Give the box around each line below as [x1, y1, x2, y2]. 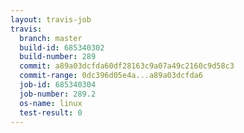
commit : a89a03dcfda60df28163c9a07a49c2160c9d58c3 [19, 61, 235, 71]
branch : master [19, 33, 83, 43]
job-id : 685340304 [19, 80, 97, 90]
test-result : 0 [19, 107, 83, 118]
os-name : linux [19, 98, 83, 108]
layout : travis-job [10, 14, 92, 25]
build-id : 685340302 [19, 42, 105, 53]
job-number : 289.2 [19, 89, 97, 99]
